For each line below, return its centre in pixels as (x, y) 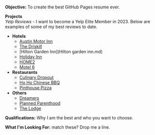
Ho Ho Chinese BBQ (39, 83)
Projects (14, 16)
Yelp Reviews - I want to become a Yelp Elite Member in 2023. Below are (78, 22)
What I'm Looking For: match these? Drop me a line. (58, 127)
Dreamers (29, 98)
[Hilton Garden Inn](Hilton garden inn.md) (61, 51)
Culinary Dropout (36, 77)
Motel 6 (27, 67)
